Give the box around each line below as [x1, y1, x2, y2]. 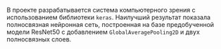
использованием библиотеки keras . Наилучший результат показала [6, 13, 211, 21]
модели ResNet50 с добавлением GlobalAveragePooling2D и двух [6, 28, 200, 36]
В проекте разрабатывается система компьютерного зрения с [6, 6, 196, 14]
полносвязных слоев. [6, 35, 72, 43]
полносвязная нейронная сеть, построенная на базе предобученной [6, 21, 215, 28]
